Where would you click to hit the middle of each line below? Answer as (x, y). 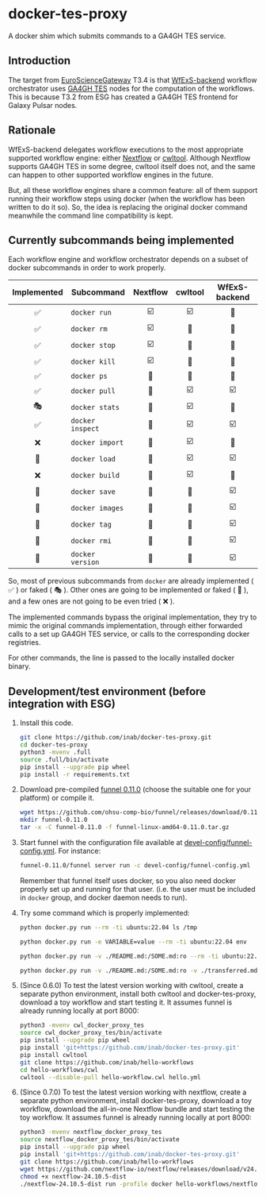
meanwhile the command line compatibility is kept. (91, 215)
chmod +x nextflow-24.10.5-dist (73, 1176)
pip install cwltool (53, 1055)
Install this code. (46, 723)
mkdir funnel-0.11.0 (53, 820)
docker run (91, 312)
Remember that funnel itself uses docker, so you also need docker (127, 880)
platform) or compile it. (57, 798)
